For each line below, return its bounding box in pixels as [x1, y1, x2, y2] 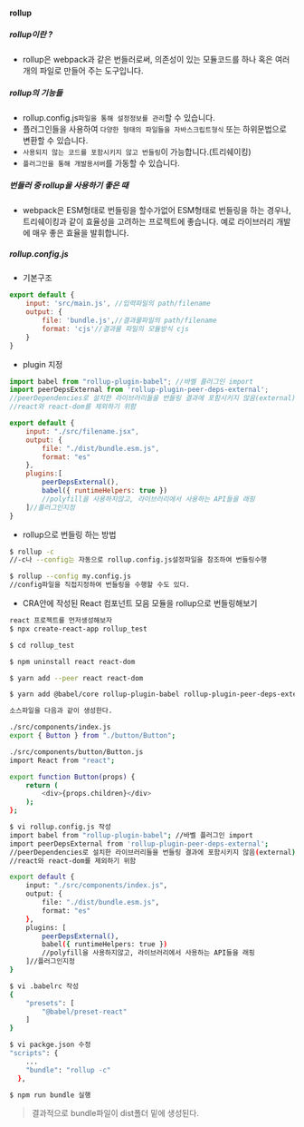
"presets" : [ [25, 998, 75, 1007]
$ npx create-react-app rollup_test [9, 624, 147, 633]
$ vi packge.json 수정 [9, 1040, 91, 1050]
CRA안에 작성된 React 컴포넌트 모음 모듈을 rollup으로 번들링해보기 [22, 598, 258, 609]
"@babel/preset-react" [42, 1007, 128, 1016]
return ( [25, 780, 59, 789]
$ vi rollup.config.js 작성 [9, 822, 111, 832]
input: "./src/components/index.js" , [25, 881, 168, 890]
